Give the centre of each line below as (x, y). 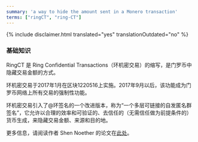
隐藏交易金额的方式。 (32, 72)
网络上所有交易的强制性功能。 (53, 92)
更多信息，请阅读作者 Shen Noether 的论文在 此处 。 (69, 132)
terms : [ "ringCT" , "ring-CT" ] (44, 17)
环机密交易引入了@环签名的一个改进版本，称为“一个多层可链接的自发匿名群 (99, 105)
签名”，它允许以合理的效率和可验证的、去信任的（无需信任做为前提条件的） (99, 112)
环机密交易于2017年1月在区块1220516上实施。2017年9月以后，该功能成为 (96, 85)
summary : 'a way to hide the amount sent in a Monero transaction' (92, 12)
